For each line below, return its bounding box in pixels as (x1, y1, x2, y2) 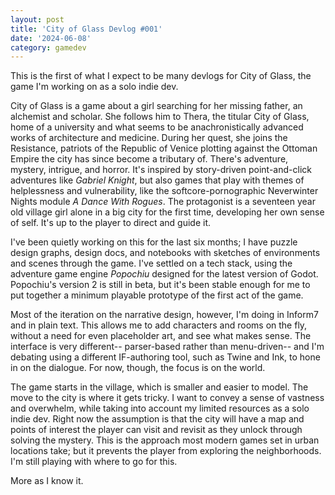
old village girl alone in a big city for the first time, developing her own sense (10, 206, 325, 218)
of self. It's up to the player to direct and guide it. (10, 217, 212, 229)
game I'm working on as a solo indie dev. (10, 81, 179, 93)
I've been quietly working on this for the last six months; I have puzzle (10, 236, 298, 248)
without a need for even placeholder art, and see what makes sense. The (10, 330, 312, 342)
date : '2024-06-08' (10, 33, 92, 43)
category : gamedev (10, 42, 87, 53)
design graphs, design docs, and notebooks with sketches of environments (10, 247, 321, 259)
